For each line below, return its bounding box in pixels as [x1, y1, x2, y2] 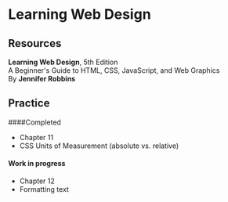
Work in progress [8, 159, 66, 168]
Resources [8, 37, 62, 50]
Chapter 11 [19, 132, 53, 142]
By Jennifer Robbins [8, 74, 76, 83]
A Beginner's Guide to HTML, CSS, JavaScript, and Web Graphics [8, 66, 220, 75]
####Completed [8, 117, 61, 127]
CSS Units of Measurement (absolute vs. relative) [19, 141, 179, 150]
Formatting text [19, 185, 69, 194]
